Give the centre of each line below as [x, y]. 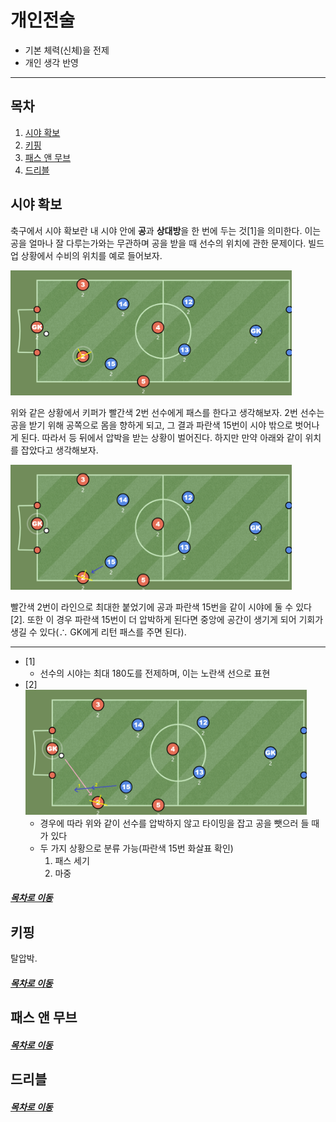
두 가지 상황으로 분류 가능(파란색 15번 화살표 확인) [136, 848]
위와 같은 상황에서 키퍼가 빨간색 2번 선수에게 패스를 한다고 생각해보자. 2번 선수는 [167, 412]
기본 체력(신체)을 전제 [67, 50]
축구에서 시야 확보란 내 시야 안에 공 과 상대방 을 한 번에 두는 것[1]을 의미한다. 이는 [166, 230]
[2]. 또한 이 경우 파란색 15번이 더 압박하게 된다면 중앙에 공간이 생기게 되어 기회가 [167, 619]
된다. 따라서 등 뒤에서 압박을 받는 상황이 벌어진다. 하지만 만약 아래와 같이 [161, 437]
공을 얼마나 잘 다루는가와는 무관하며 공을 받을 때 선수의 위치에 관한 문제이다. [158, 243]
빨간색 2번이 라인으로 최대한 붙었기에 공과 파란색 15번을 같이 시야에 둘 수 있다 [161, 607]
